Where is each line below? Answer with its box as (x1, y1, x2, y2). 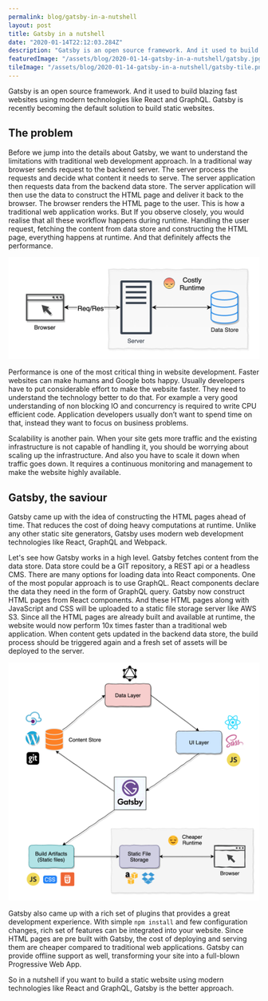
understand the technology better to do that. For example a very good (8, 393, 238, 402)
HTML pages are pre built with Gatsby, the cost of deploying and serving (8, 934, 247, 944)
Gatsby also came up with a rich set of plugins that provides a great (8, 908, 231, 918)
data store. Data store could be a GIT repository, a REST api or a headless (8, 561, 250, 571)
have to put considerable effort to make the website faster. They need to (8, 384, 246, 394)
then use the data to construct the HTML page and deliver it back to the (8, 190, 244, 200)
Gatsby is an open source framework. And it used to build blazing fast (8, 86, 238, 96)
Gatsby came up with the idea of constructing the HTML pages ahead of (8, 512, 246, 522)
